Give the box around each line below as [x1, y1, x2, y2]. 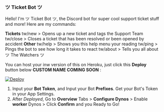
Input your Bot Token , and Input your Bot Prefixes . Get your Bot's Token [12, 86, 158, 92]
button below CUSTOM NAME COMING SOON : [5, 67, 101, 73]
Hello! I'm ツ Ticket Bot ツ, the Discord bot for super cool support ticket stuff [5, 16, 159, 22]
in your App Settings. [12, 91, 55, 97]
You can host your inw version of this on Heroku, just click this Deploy [5, 62, 147, 68]
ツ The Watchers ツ [5, 52, 45, 58]
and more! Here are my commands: [5, 21, 77, 27]
